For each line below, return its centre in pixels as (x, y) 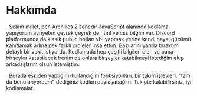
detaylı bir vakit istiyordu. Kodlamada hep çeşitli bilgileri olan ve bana (90, 51)
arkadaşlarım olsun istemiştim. (43, 64)
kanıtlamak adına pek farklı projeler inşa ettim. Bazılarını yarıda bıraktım (92, 45)
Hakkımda (32, 10)
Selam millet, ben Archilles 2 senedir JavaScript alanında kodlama (89, 27)
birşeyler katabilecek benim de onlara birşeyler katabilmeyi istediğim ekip (95, 58)
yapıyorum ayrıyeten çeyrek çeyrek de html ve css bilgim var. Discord (91, 32)
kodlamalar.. (21, 88)
